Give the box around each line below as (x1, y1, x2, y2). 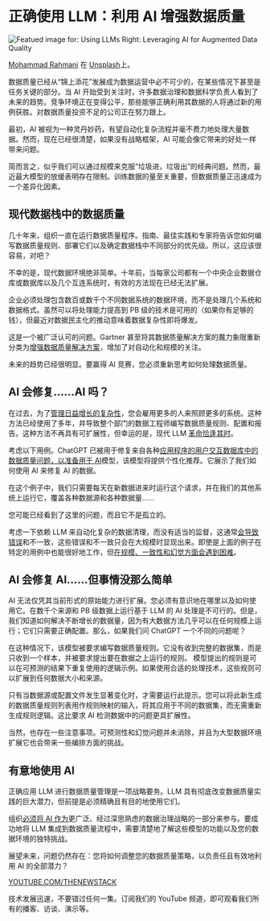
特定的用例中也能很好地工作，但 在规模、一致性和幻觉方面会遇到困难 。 (8, 547, 241, 557)
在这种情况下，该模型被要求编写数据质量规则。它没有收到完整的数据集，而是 (8, 643, 262, 653)
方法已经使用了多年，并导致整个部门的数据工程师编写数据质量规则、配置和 (8, 418, 255, 428)
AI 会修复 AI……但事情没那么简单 (8, 573, 173, 587)
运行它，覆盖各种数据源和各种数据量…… (22, 492, 155, 502)
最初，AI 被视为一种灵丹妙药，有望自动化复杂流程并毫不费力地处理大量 (8, 124, 243, 134)
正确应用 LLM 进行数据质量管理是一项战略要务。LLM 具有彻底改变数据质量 (8, 786, 255, 796)
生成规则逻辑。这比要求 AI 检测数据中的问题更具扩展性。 (8, 711, 195, 720)
